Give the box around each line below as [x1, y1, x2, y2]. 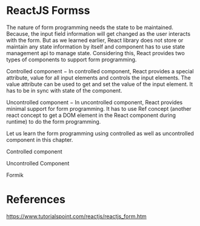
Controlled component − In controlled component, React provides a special [6, 67, 194, 75]
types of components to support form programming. [6, 56, 137, 63]
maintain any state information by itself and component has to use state [6, 43, 185, 50]
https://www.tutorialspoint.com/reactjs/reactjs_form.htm [6, 213, 147, 220]
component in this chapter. [6, 136, 73, 143]
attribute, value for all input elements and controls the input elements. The [6, 74, 191, 81]
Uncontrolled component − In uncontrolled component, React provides [6, 98, 183, 106]
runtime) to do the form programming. [6, 118, 101, 125]
